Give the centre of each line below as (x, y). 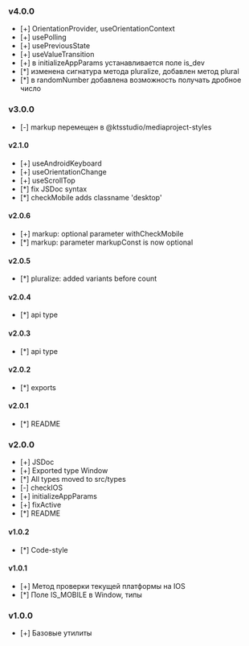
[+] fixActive (41, 505)
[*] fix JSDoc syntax (53, 189)
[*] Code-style (44, 549)
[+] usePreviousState (55, 46)
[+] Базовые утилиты (56, 633)
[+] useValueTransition (57, 55)
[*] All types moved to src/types (73, 479)
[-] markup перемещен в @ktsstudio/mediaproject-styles (116, 127)
